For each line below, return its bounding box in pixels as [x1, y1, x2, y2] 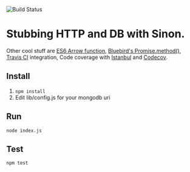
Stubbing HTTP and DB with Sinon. [6, 27, 185, 41]
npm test [6, 160, 29, 167]
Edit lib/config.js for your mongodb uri [15, 94, 110, 101]
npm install [15, 88, 46, 94]
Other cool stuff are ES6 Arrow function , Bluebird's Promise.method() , [6, 47, 182, 54]
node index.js [6, 128, 42, 134]
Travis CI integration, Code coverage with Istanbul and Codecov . [6, 53, 168, 61]
